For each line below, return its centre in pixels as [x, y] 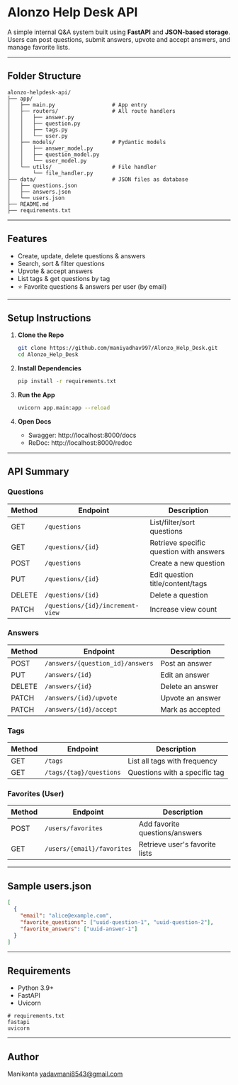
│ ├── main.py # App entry [77, 105]
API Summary [38, 472]
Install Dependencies [49, 368]
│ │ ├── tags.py [38, 130]
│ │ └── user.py [38, 136]
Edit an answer [185, 675]
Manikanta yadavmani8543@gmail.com [65, 1074]
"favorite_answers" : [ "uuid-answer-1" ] [79, 929]
